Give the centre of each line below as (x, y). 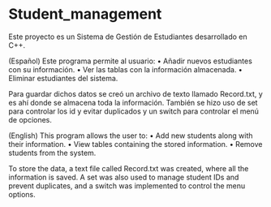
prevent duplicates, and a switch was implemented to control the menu (127, 185)
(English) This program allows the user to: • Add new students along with (131, 136)
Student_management (85, 14)
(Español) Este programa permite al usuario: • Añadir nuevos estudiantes (131, 61)
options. (22, 194)
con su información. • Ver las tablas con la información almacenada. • (126, 69)
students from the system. (52, 153)
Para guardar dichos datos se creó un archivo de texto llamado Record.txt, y (136, 93)
